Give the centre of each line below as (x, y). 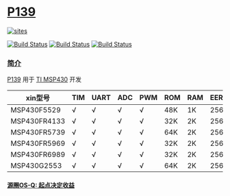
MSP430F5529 (36, 110)
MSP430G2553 (36, 166)
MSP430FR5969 (38, 143)
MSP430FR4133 (38, 121)
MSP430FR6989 (38, 155)
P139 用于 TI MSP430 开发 (44, 79)
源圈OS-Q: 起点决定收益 (41, 185)
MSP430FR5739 (38, 132)
